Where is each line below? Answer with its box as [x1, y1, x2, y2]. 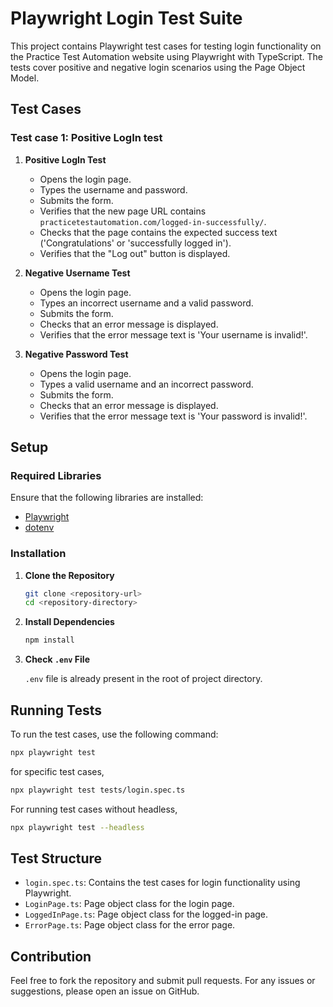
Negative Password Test [24, 348, 129, 360]
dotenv [24, 522, 55, 534]
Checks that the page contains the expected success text [39, 226, 278, 238]
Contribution [10, 948, 92, 965]
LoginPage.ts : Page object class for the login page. [24, 898, 235, 910]
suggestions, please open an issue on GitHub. [10, 985, 200, 997]
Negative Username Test [24, 267, 131, 279]
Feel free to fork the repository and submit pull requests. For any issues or [10, 975, 316, 987]
